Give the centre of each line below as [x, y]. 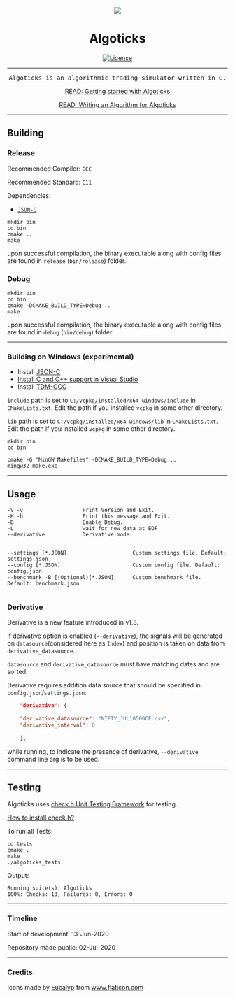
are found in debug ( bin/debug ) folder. [60, 332]
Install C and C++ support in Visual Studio [78, 379]
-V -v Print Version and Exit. [81, 511]
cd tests [20, 844]
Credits [20, 972]
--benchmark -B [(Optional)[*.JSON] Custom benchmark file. [104, 578]
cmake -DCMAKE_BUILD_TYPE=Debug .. [59, 305]
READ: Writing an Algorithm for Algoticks [117, 104]
